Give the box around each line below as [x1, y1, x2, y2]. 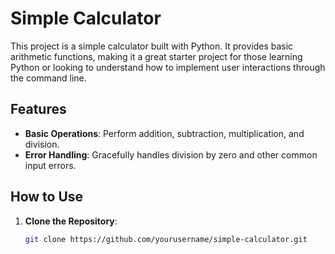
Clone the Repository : [24, 215, 118, 227]
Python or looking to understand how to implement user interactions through [10, 61, 326, 73]
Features [10, 101, 67, 118]
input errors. [24, 159, 77, 171]
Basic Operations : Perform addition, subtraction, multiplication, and [24, 127, 305, 139]
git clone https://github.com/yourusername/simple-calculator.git [24, 234, 308, 244]
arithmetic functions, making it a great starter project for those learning [10, 50, 303, 62]
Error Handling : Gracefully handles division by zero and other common [24, 148, 318, 161]
